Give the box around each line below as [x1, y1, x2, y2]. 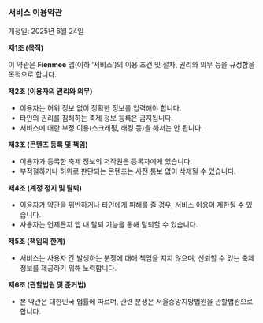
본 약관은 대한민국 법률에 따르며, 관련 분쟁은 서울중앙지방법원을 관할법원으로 [19, 297, 254, 306]
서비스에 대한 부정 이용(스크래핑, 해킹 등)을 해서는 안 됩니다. [19, 123, 203, 133]
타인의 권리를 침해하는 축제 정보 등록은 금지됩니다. [19, 113, 173, 123]
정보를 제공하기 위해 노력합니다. [19, 263, 117, 273]
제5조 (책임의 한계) [8, 237, 66, 246]
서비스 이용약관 [8, 6, 63, 17]
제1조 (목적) [8, 43, 44, 53]
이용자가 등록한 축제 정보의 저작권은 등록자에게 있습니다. [19, 156, 193, 167]
